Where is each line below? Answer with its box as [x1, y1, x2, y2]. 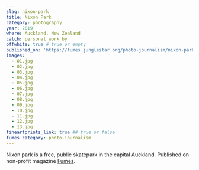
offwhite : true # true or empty [6, 42, 86, 48]
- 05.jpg [11, 80, 33, 86]
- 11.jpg [11, 113, 33, 119]
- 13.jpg [11, 124, 33, 130]
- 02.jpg [11, 63, 33, 70]
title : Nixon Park [6, 14, 52, 20]
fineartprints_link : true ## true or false [6, 129, 115, 136]
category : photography [6, 19, 62, 25]
